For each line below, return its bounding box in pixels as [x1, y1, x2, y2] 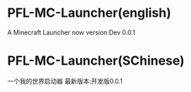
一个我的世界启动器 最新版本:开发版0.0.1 [7, 77, 123, 85]
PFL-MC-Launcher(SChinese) [7, 53, 185, 69]
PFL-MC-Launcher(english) [7, 5, 171, 21]
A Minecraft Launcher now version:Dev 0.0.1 [7, 28, 135, 37]
